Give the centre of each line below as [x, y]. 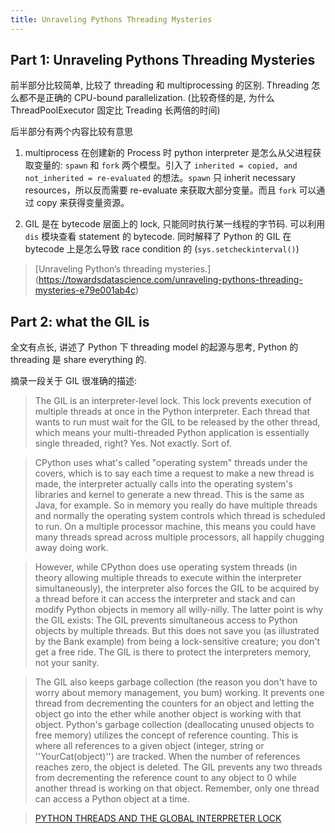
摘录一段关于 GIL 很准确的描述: [74, 381]
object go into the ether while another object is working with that [168, 714]
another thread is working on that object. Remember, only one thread [177, 788]
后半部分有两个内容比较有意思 [71, 132]
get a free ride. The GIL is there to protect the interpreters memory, [173, 652]
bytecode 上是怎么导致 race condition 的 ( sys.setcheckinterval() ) [162, 249]
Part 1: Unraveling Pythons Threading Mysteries [163, 60]
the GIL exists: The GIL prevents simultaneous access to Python [166, 620]
